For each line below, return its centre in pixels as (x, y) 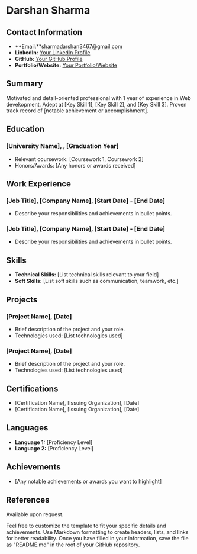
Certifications (32, 389)
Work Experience (39, 184)
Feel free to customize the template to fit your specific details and (86, 526)
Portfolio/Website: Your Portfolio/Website (66, 65)
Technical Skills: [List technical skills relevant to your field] (87, 275)
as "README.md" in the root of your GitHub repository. (73, 545)
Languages (27, 428)
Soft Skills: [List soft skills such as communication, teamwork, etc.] (96, 281)
